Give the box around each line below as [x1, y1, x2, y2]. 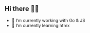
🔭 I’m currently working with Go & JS [11, 17, 86, 23]
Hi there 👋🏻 [4, 5, 39, 13]
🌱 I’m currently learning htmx [11, 22, 70, 28]
